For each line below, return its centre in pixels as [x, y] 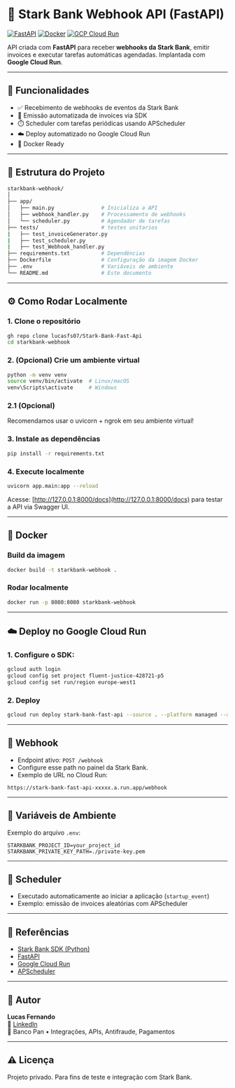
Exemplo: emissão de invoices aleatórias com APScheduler [102, 904]
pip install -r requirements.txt [56, 453]
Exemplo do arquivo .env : [44, 833]
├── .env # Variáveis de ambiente [90, 267]
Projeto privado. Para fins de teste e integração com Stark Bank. [100, 1077]
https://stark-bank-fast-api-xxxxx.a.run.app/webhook [87, 787]
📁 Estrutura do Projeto [56, 172]
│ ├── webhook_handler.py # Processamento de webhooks [97, 215]
